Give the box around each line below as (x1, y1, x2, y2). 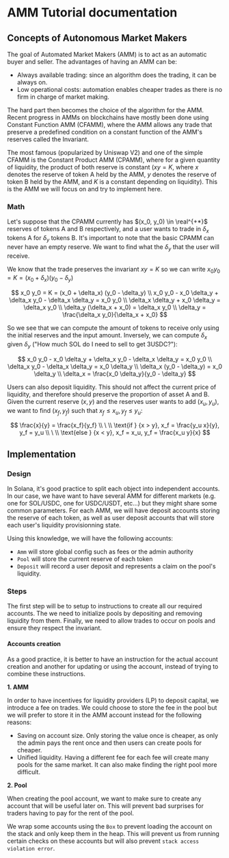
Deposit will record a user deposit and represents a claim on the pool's (16, 562, 217, 571)
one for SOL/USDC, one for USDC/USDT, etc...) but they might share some (7, 499, 217, 508)
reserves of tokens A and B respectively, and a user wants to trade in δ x (7, 225, 210, 235)
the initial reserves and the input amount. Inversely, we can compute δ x (7, 331, 207, 341)
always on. (16, 78, 48, 86)
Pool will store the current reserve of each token (16, 555, 153, 563)
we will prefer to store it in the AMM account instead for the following (7, 711, 202, 719)
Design (7, 468, 31, 478)
